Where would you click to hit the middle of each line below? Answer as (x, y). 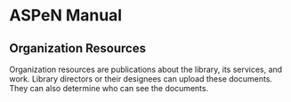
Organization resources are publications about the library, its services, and (146, 69)
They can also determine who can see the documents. (109, 88)
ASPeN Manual (66, 16)
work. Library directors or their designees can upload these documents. (141, 79)
